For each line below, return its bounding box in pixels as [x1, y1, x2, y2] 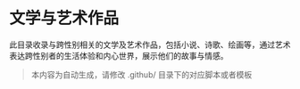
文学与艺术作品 [9, 8, 120, 28]
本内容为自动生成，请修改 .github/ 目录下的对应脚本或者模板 [30, 69, 253, 80]
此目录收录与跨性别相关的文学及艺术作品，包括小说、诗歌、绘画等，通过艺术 [9, 39, 291, 50]
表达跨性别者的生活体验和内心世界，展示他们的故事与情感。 [9, 50, 229, 61]
